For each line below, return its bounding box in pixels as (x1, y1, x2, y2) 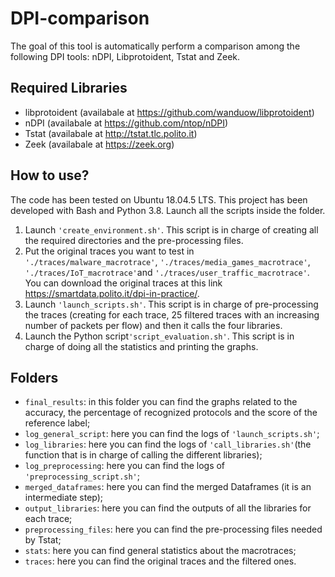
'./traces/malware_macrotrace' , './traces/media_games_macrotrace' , (24, 255, 311, 267)
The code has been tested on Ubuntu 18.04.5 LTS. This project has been (10, 193, 308, 206)
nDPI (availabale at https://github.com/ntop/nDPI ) (24, 117, 229, 129)
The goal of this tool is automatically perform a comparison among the (10, 40, 301, 52)
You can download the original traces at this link (24, 277, 223, 289)
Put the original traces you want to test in (24, 245, 195, 257)
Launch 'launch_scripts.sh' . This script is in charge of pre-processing (24, 298, 319, 310)
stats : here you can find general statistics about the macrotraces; (24, 545, 297, 557)
